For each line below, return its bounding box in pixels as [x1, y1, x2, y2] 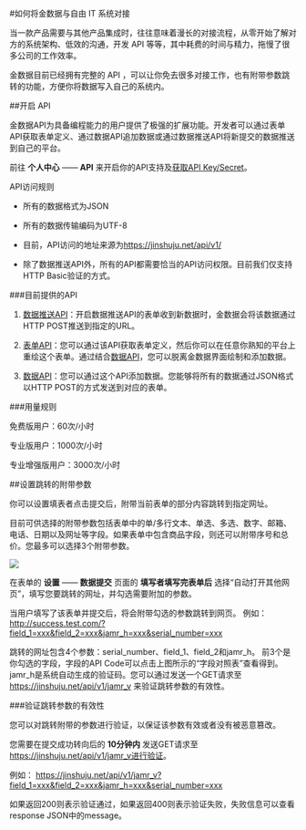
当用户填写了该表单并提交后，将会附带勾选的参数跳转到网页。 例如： [9, 607, 267, 618]
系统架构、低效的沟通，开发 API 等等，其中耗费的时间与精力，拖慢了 [25, 39, 282, 49]
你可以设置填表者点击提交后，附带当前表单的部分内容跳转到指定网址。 [9, 498, 273, 509]
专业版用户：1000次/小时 [9, 441, 103, 451]
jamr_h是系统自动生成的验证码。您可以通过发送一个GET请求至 [9, 669, 242, 680]
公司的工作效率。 [16, 50, 82, 61]
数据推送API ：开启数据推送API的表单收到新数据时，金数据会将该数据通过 [22, 309, 296, 319]
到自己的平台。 [9, 142, 66, 153]
